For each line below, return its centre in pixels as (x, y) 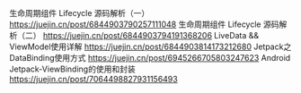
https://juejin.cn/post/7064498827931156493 (93, 79)
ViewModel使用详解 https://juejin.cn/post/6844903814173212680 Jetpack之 (150, 46)
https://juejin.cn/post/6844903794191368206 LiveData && (151, 35)
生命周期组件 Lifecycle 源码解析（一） (80, 13)
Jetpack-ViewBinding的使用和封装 (73, 69)
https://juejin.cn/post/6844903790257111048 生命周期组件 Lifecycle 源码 (144, 24)
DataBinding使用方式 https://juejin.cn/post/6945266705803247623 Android (150, 58)
